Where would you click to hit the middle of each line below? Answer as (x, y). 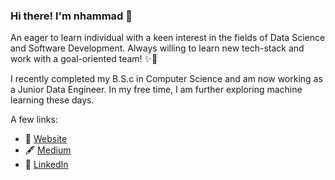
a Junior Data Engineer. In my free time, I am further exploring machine (156, 90)
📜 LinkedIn (46, 165)
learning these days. (52, 100)
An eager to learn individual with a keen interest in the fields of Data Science (168, 38)
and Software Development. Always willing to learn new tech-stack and (157, 48)
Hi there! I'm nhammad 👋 (71, 16)
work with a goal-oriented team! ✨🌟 (84, 59)
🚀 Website (46, 139)
